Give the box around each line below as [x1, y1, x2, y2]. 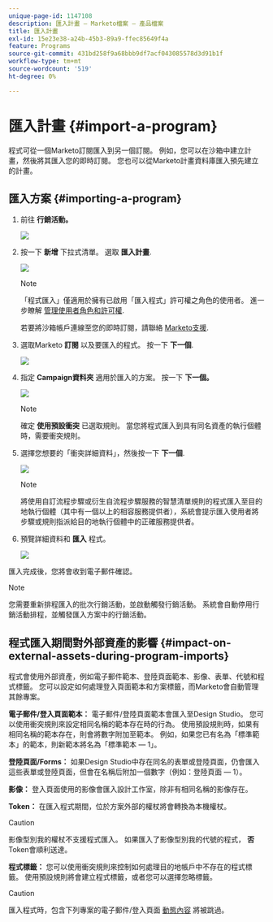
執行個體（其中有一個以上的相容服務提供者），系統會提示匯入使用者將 [27, 507, 259, 517]
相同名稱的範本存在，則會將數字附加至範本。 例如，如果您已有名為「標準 [8, 729, 253, 739]
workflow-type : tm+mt [8, 58, 82, 66]
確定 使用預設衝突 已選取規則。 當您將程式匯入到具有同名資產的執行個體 [19, 421, 262, 431]
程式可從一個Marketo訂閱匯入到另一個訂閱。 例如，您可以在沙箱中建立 [8, 145, 245, 155]
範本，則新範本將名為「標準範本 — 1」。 [29, 740, 162, 750]
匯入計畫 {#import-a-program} [8, 117, 218, 135]
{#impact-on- [159, 635, 232, 650]
